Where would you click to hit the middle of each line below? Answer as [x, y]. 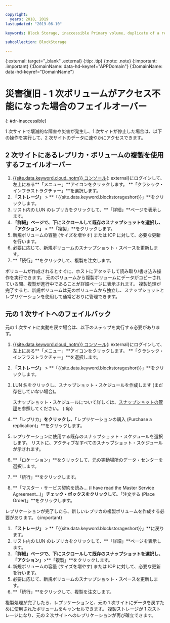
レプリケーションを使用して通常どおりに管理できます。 [62, 296]
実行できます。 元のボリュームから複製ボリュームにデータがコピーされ [87, 278]
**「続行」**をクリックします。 [46, 477]
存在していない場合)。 [36, 391]
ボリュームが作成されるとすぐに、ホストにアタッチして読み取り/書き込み [81, 271]
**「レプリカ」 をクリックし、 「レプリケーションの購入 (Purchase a [82, 419]
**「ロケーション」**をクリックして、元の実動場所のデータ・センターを [88, 460]
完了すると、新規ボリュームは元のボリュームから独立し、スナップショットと [85, 290]
